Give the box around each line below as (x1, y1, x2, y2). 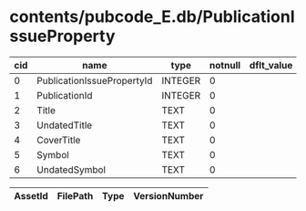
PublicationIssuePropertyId (36, 74, 153, 87)
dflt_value (249, 58, 293, 71)
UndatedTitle (36, 119, 93, 132)
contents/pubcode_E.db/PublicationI (9, 6, 295, 27)
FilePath (56, 189, 94, 202)
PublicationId (36, 89, 93, 101)
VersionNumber (133, 189, 204, 202)
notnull (209, 58, 241, 71)
